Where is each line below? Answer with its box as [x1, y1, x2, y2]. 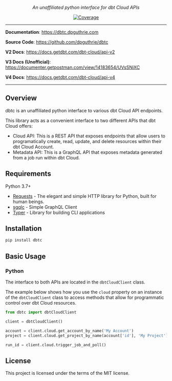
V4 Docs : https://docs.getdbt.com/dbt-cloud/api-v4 [5, 74, 115, 80]
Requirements [5, 169, 51, 178]
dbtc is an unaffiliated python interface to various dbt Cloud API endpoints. [5, 107, 163, 113]
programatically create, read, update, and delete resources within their [12, 138, 162, 144]
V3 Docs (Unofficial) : [5, 59, 51, 65]
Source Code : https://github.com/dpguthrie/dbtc [5, 39, 109, 45]
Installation [5, 224, 42, 233]
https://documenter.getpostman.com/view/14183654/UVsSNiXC [5, 64, 140, 70]
